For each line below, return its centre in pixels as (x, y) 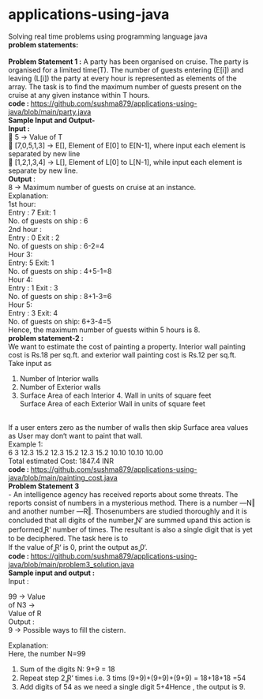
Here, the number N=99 (47, 653)
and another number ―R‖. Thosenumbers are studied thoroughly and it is (128, 511)
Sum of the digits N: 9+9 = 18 (68, 669)
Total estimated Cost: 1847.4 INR (61, 461)
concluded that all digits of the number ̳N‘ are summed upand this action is (130, 520)
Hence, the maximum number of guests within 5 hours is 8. (104, 330)
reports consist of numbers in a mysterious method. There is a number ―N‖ (131, 503)
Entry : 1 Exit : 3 (33, 288)
